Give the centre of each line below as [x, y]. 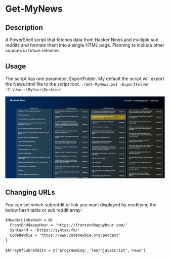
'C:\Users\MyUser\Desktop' [34, 90]
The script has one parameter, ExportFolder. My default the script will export [85, 79]
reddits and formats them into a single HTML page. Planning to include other [85, 45]
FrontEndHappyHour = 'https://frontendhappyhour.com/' [69, 225]
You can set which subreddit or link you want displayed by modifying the [81, 205]
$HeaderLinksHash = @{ [29, 220]
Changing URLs [30, 192]
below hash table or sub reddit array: [44, 210]
